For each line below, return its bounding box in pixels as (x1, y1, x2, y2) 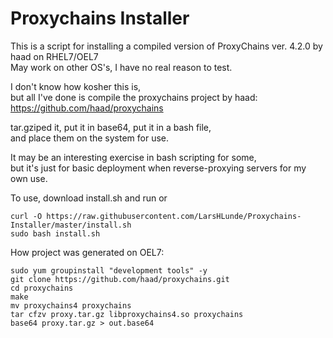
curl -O (10, 211, 43, 221)
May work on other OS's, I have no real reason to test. (10, 61, 233, 73)
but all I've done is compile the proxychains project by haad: (10, 91, 258, 103)
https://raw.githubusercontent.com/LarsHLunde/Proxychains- (46, 211, 302, 221)
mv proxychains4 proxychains (10, 300, 132, 311)
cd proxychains (10, 283, 74, 293)
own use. (10, 172, 48, 184)
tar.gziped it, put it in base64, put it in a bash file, (10, 121, 212, 133)
